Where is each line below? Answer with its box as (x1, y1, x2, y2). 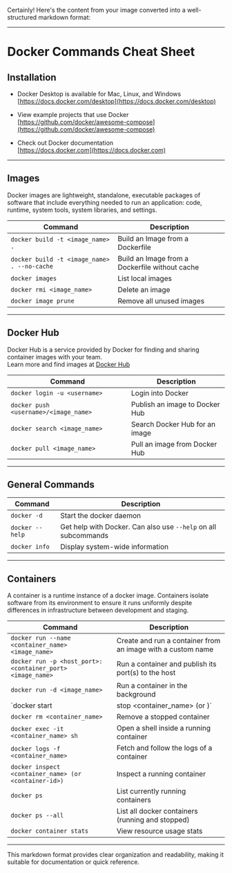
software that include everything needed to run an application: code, (7, 198, 202, 206)
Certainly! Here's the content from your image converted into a (7, 6, 186, 14)
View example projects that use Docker (17, 111, 129, 118)
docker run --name (10, 634, 71, 642)
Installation (7, 71, 57, 83)
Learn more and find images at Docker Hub (7, 360, 130, 368)
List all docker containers (116, 807, 198, 816)
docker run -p (10, 658, 57, 665)
